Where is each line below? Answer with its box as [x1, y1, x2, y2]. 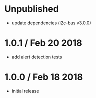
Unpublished [4, 3, 59, 15]
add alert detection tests [11, 54, 62, 60]
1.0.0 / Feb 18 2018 [4, 71, 83, 83]
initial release [11, 88, 39, 94]
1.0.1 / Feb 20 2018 [4, 37, 83, 49]
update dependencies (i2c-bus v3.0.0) [11, 20, 91, 26]
